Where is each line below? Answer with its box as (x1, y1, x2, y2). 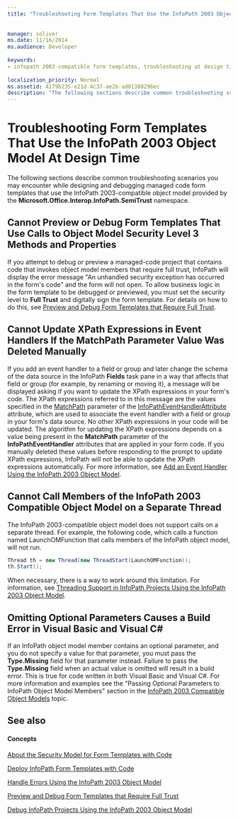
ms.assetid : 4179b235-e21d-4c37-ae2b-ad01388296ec (7, 83, 160, 90)
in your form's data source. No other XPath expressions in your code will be (7, 417, 229, 425)
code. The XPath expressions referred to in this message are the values (7, 394, 216, 403)
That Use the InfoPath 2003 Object (7, 135, 217, 151)
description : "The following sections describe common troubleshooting (7, 89, 223, 96)
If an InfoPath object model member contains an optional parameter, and (7, 642, 219, 650)
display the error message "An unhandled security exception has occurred (7, 272, 225, 281)
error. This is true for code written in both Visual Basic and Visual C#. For (7, 671, 220, 681)
